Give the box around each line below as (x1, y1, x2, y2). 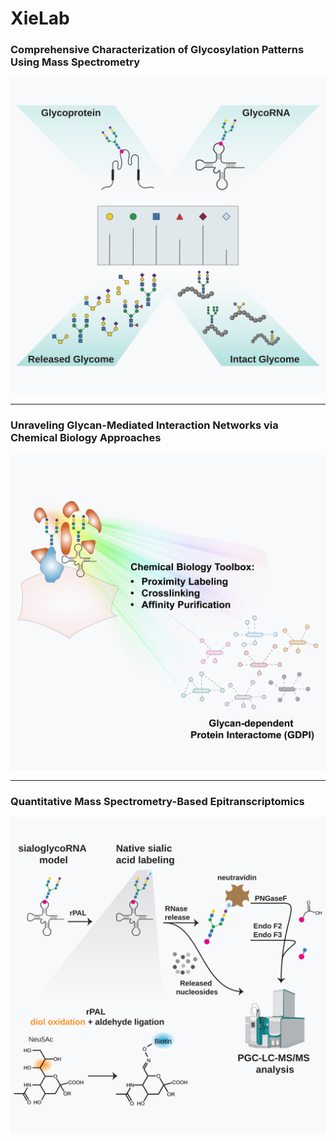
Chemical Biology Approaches (10, 431, 162, 445)
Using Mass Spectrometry (10, 55, 141, 69)
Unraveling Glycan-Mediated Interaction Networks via (10, 418, 279, 432)
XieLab (10, 7, 70, 30)
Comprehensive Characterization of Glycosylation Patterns (10, 43, 305, 57)
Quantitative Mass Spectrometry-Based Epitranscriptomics (10, 794, 305, 808)
